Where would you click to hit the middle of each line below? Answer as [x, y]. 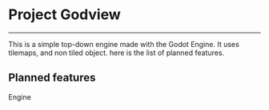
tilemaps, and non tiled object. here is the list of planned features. [116, 53]
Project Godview [65, 15]
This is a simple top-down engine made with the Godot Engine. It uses [124, 44]
